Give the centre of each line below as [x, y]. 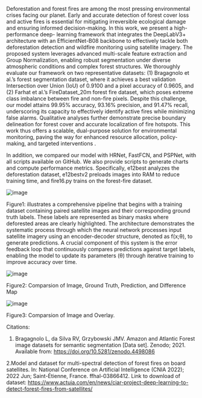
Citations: [18, 327]
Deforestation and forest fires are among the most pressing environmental [98, 9]
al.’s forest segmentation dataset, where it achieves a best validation [91, 79]
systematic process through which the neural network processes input [94, 230]
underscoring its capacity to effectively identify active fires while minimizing [101, 111]
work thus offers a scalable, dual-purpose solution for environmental [91, 130]
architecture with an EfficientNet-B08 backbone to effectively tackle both [97, 41]
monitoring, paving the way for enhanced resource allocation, [83, 137]
